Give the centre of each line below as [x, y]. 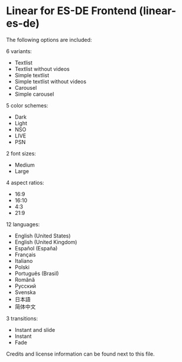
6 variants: [19, 51]
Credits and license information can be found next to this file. [80, 354]
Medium [25, 165]
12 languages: [23, 224]
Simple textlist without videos [51, 81]
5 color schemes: [27, 105]
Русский [25, 286]
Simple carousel [34, 94]
